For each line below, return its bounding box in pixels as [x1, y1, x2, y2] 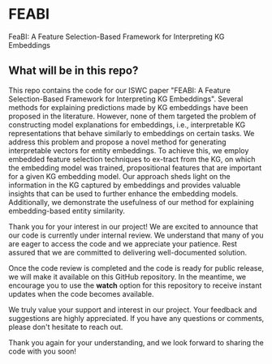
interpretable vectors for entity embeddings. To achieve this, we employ [8, 145, 249, 155]
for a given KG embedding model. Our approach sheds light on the [8, 171, 231, 181]
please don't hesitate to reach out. [8, 322, 123, 332]
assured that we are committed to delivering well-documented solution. [8, 247, 248, 257]
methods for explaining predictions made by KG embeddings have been [8, 102, 248, 112]
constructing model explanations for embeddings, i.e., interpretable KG [8, 119, 246, 130]
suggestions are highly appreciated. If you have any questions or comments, [8, 313, 265, 323]
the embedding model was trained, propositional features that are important [8, 163, 262, 173]
